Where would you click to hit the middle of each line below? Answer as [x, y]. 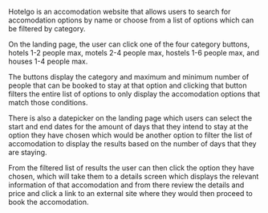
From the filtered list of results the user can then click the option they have [131, 168]
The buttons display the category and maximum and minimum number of [129, 77]
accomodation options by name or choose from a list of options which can [131, 20]
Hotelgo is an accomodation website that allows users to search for [120, 12]
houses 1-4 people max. [48, 61]
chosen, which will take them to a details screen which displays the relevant [134, 176]
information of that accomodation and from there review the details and [126, 185]
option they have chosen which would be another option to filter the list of [130, 135]
